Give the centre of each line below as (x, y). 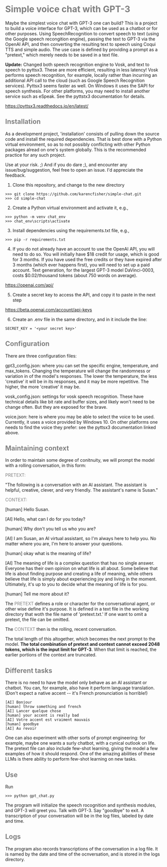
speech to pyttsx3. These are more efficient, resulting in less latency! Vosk (82, 70)
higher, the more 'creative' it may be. (43, 387)
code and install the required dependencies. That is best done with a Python (83, 139)
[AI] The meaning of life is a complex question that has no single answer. (80, 563)
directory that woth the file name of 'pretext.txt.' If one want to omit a (76, 614)
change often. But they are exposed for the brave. (56, 407)
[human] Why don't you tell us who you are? (51, 529)
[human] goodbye (22, 724)
